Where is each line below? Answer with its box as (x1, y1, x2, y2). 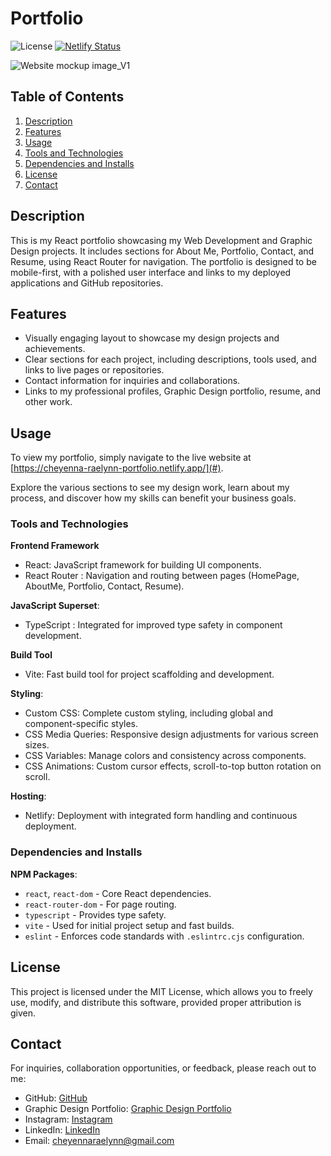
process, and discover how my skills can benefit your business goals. (10, 492, 297, 504)
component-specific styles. (24, 718, 139, 730)
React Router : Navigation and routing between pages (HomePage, (24, 570, 300, 582)
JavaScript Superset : (10, 600, 100, 612)
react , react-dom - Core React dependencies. (24, 887, 212, 899)
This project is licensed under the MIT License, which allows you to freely (10, 985, 313, 997)
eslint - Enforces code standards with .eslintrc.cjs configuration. (24, 930, 305, 942)
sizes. (24, 739, 50, 751)
